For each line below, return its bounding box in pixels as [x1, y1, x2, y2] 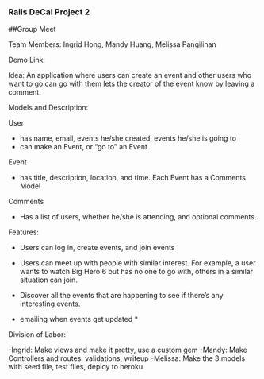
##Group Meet [8, 25, 56, 34]
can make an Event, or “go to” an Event [19, 142, 148, 152]
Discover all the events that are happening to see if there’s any [19, 291, 224, 300]
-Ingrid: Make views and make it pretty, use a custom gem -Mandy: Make [8, 345, 247, 355]
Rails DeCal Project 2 [8, 6, 90, 17]
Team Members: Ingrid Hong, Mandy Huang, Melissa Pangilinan [8, 40, 216, 49]
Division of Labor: [8, 330, 66, 339]
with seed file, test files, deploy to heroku [8, 362, 143, 372]
